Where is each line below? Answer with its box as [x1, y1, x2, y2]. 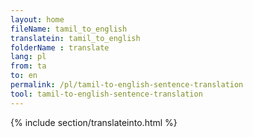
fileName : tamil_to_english [10, 24, 128, 34]
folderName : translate [10, 42, 110, 53]
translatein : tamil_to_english [10, 33, 141, 43]
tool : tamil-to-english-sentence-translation [10, 89, 203, 99]
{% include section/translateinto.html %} [10, 116, 178, 128]
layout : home [10, 14, 65, 25]
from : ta [10, 61, 47, 71]
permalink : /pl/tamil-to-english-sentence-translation [10, 80, 244, 90]
